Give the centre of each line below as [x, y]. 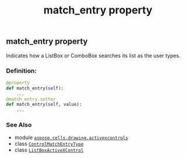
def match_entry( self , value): [44, 105]
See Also [19, 125]
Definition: [21, 71]
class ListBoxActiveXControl [49, 150]
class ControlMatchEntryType [49, 144]
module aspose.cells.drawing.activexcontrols [71, 137]
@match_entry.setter [31, 99]
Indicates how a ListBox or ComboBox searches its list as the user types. [93, 56]
